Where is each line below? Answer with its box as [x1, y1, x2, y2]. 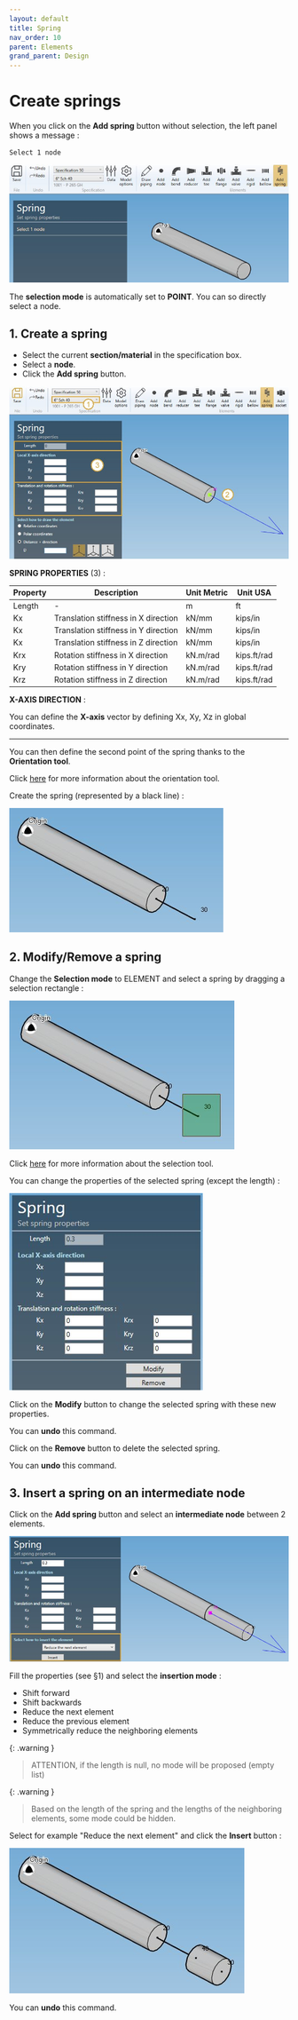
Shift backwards [21, 1697, 82, 1708]
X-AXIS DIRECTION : [9, 693, 86, 705]
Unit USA [237, 587, 272, 598]
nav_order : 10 [9, 33, 62, 42]
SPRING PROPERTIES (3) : [9, 567, 106, 578]
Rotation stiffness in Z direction [54, 675, 169, 685]
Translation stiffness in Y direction [54, 625, 179, 636]
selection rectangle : [9, 982, 84, 994]
